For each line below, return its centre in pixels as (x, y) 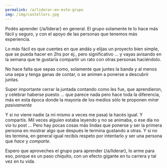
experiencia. (18, 39)
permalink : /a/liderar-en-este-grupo (44, 10)
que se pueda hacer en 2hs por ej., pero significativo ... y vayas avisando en (83, 54)
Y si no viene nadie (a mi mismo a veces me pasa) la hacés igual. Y (74, 114)
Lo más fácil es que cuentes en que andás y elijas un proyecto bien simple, (82, 49)
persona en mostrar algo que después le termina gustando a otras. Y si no (82, 130)
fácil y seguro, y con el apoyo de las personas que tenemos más (71, 34)
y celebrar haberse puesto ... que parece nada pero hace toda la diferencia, (83, 94)
